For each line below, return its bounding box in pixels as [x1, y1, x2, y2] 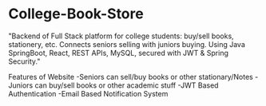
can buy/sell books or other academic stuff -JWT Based [34, 80, 219, 90]
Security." [8, 57, 41, 66]
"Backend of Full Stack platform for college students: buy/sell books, [8, 31, 234, 41]
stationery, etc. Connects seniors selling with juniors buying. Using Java [8, 39, 246, 49]
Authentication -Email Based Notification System [8, 88, 169, 98]
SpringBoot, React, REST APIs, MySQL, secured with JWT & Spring [8, 48, 229, 57]
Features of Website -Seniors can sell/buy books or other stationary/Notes [8, 72, 253, 81]
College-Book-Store [8, 5, 144, 23]
